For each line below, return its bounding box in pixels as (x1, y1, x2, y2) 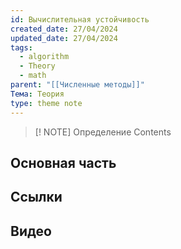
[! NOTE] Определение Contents (34, 126, 172, 138)
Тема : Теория (10, 89, 65, 99)
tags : (10, 42, 33, 53)
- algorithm (19, 52, 70, 62)
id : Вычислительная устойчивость (10, 14, 150, 25)
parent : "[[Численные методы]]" (10, 80, 145, 90)
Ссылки (10, 189, 63, 206)
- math (19, 71, 47, 81)
